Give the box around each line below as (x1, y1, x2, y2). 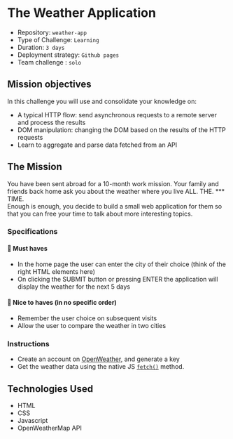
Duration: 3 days (17, 43, 65, 51)
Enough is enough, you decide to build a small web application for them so (7, 202, 223, 210)
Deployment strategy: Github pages (17, 51, 120, 59)
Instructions (7, 339, 50, 348)
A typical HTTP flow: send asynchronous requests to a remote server (17, 110, 218, 119)
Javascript (17, 417, 48, 424)
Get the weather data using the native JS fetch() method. (17, 362, 185, 371)
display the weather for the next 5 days (17, 282, 131, 291)
